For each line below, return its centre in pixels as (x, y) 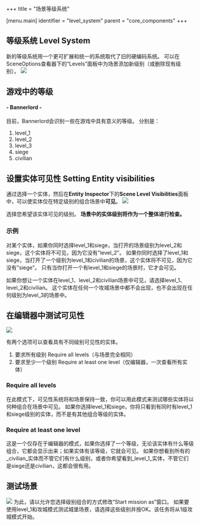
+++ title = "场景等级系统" (38, 9)
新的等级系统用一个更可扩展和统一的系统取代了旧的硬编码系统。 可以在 (93, 56)
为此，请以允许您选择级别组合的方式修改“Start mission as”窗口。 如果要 (101, 502)
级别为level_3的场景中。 (40, 295)
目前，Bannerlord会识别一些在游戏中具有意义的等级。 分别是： (83, 121)
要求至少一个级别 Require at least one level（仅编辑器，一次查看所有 (99, 362)
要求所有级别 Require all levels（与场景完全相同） (75, 355)
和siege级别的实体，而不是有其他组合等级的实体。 (68, 414)
